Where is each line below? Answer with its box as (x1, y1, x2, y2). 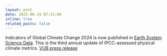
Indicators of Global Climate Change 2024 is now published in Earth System (5, 35, 162, 41)
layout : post (5, 7, 33, 12)
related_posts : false (5, 21, 51, 26)
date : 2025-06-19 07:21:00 (5, 12, 62, 17)
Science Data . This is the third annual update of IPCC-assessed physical (5, 40, 155, 46)
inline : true (5, 16, 33, 21)
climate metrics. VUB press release (5, 45, 78, 51)
